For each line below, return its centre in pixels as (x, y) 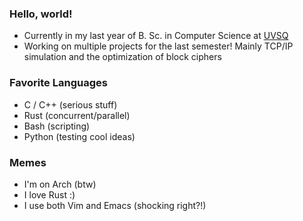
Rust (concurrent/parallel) (77, 115)
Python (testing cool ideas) (79, 136)
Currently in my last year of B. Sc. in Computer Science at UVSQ (156, 36)
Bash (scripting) (57, 126)
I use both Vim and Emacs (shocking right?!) (115, 205)
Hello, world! (41, 14)
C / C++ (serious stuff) (70, 104)
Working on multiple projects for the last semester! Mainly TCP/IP (158, 46)
